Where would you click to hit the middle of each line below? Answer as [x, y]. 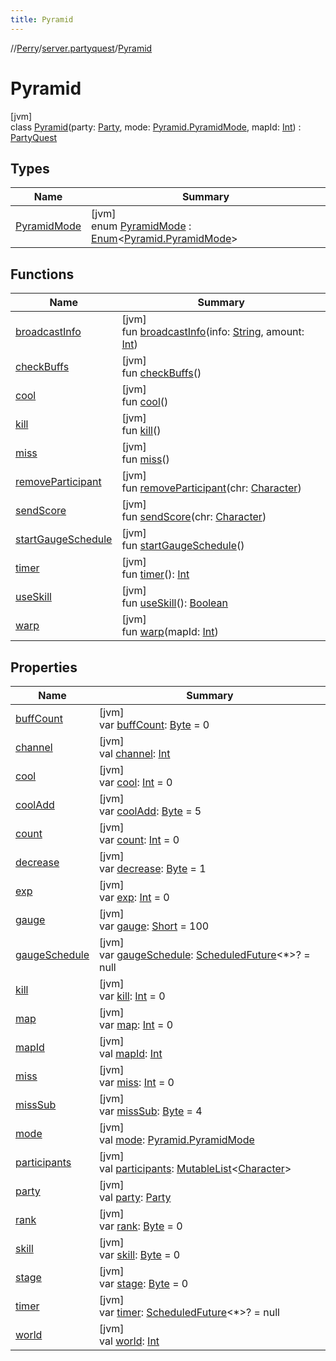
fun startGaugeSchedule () [183, 546]
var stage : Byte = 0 [144, 1283]
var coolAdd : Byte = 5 [150, 811]
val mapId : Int [131, 1053]
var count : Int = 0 [139, 839]
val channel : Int [135, 753]
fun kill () [141, 431]
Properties [44, 667]
